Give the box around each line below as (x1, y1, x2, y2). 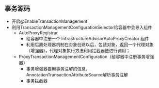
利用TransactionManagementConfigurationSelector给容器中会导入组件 (11, 24, 152, 30)
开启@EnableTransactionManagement (11, 18, 88, 24)
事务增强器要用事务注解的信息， (26, 66, 90, 72)
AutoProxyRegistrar (18, 29, 58, 35)
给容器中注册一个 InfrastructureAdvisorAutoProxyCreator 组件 (26, 35, 149, 41)
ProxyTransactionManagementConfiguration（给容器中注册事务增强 (18, 54, 154, 59)
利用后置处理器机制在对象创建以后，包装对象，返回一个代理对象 (26, 42, 154, 47)
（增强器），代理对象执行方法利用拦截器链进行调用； (26, 47, 130, 53)
